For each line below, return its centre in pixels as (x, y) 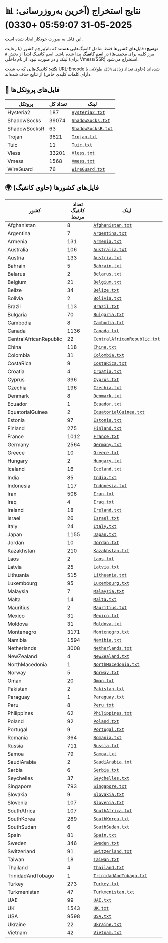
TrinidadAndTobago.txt (121, 876)
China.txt (105, 347)
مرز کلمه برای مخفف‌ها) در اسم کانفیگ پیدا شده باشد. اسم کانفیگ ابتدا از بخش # (80, 54)
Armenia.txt (108, 241)
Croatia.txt (108, 371)
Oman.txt (104, 680)
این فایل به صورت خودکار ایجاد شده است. (44, 39)
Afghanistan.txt (113, 225)
